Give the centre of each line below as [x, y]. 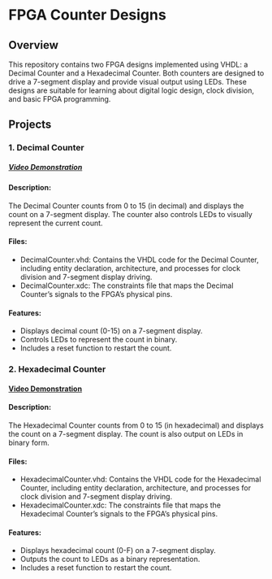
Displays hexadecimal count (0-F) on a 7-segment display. [118, 551]
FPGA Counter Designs [87, 15]
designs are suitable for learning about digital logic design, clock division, [131, 90]
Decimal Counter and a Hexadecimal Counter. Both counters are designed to [136, 73]
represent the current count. [56, 223]
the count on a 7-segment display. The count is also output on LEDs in [126, 434]
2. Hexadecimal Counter [57, 369]
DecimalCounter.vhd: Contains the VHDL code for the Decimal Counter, [140, 260]
